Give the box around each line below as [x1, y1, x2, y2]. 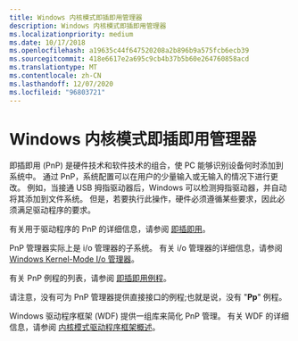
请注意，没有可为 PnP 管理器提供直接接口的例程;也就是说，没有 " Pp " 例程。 [9, 292, 287, 303]
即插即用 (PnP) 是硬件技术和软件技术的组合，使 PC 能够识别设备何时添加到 [9, 160, 284, 170]
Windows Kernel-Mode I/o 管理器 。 [9, 254, 140, 264]
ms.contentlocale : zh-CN [9, 71, 102, 80]
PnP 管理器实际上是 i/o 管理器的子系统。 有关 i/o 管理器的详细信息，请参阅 [9, 243, 283, 254]
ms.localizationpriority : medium [9, 29, 134, 38]
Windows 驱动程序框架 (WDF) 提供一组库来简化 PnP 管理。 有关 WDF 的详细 [9, 311, 290, 321]
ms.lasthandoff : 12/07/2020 [9, 79, 114, 88]
